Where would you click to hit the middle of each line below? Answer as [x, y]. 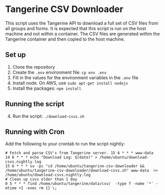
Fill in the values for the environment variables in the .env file [75, 77]
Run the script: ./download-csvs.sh [48, 116]
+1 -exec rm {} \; [38, 188]
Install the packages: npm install [47, 88]
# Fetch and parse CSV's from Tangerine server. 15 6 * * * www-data [79, 153]
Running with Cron [35, 132]
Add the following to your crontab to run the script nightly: [65, 144]
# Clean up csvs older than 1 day [41, 179]
